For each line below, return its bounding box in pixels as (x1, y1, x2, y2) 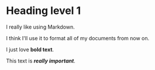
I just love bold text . (6, 45, 54, 53)
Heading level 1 (6, 4, 81, 17)
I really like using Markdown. (6, 23, 75, 30)
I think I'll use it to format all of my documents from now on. (6, 34, 150, 41)
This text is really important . (6, 57, 76, 64)
